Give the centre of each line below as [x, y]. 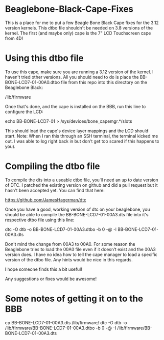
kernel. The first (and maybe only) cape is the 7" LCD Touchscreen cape [78, 33]
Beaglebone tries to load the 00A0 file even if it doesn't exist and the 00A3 [80, 249]
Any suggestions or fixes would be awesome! [51, 279]
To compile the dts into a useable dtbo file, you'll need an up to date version [82, 180]
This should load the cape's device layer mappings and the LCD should [77, 131]
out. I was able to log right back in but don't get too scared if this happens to [82, 141]
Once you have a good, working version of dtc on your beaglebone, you [78, 209]
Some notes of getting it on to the [74, 299]
